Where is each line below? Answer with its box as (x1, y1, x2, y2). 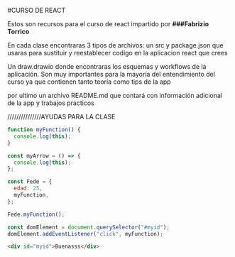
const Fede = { (7, 178, 53, 185)
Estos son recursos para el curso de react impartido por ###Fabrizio (7, 20, 209, 28)
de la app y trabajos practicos (7, 99, 94, 107)
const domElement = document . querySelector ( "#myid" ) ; (7, 224, 170, 231)
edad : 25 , (13, 185, 43, 192)
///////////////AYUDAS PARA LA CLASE (7, 113, 116, 121)
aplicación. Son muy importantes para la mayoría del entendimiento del (7, 70, 215, 78)
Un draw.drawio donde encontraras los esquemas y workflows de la (7, 62, 207, 70)
